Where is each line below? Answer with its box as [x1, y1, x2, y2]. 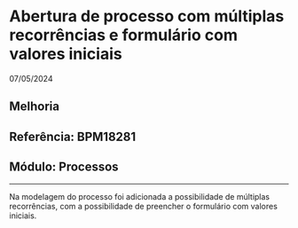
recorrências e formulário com [9, 25, 238, 45]
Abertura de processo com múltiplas [9, 6, 285, 27]
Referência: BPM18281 [9, 129, 137, 144]
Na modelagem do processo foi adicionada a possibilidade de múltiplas [9, 191, 271, 201]
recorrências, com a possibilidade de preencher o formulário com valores [9, 200, 278, 211]
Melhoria [9, 99, 60, 114]
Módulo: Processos [9, 160, 119, 175]
